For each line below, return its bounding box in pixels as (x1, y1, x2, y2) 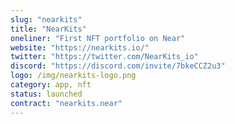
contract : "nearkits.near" (10, 98, 123, 108)
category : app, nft (10, 80, 92, 90)
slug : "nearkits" (10, 14, 83, 25)
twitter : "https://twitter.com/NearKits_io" (10, 52, 199, 62)
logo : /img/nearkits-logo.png (10, 71, 137, 81)
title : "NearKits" (10, 24, 87, 34)
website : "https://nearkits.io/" (10, 42, 150, 53)
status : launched (10, 89, 83, 99)
